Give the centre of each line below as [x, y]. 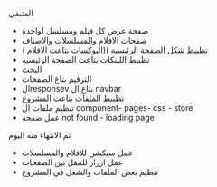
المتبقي [21, 13]
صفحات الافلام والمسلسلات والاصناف [84, 40]
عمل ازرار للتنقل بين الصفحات [72, 162]
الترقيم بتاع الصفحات [57, 79]
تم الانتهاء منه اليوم [40, 135]
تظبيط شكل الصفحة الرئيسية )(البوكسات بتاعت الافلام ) [115, 50]
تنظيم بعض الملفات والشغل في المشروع [90, 172]
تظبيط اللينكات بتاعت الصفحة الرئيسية [85, 59]
